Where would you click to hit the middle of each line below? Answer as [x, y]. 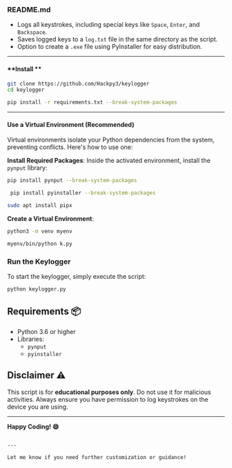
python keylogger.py [37, 289]
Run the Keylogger [39, 262]
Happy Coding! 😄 [33, 427]
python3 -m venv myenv [40, 231]
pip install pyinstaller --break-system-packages [83, 193]
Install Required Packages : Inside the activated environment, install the [109, 161]
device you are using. [38, 407]
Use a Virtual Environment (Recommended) [71, 124]
